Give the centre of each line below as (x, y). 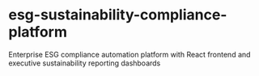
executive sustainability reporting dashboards (85, 63)
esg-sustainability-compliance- (118, 15)
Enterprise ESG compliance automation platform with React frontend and (129, 54)
